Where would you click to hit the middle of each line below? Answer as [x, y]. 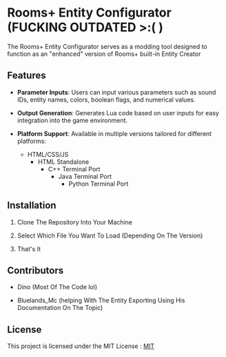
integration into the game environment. [72, 120]
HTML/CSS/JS [48, 154]
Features [27, 76]
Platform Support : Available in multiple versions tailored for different [114, 133]
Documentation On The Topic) [60, 308]
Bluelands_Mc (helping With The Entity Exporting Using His [101, 300]
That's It [29, 249]
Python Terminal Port [99, 184]
